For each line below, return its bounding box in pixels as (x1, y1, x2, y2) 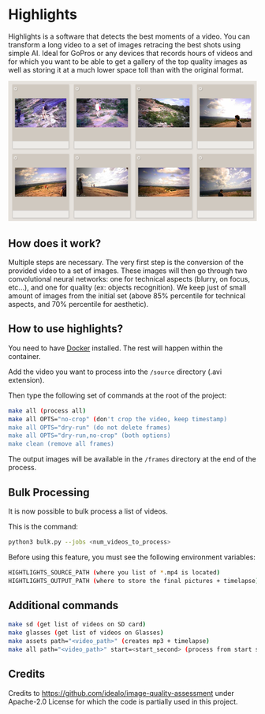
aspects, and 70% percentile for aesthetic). (8, 300, 149, 309)
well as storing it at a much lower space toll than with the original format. (8, 65, 244, 74)
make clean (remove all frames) (8, 440, 114, 448)
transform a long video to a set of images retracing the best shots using (8, 39, 241, 49)
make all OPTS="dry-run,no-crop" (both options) (8, 432, 171, 439)
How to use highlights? (8, 322, 124, 336)
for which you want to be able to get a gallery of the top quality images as (8, 57, 248, 66)
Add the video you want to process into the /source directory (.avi (8, 367, 222, 376)
